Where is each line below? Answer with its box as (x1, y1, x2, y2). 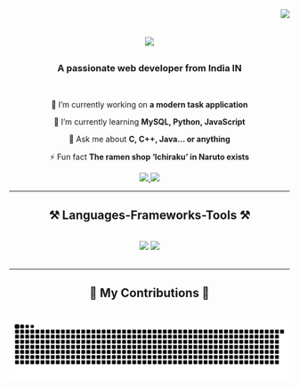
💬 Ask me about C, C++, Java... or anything (68, 133, 231, 145)
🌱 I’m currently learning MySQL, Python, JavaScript (53, 117, 246, 127)
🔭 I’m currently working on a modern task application (51, 100, 248, 110)
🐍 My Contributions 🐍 (89, 285, 210, 301)
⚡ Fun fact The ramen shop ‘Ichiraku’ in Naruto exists (49, 151, 250, 163)
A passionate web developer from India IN (57, 62, 242, 75)
